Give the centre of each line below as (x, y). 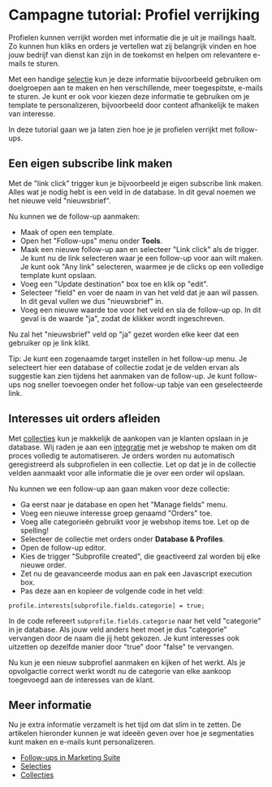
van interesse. (32, 113)
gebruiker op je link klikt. (50, 342)
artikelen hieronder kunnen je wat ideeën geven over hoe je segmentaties (131, 733)
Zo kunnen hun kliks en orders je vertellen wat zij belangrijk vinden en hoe (133, 46)
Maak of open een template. (67, 232)
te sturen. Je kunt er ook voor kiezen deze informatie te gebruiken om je (129, 96)
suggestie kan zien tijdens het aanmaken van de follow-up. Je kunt (121, 376)
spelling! (34, 530)
